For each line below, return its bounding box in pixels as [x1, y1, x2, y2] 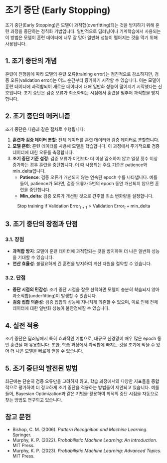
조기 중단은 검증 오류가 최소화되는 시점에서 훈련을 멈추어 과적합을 [23, 89, 151, 95]
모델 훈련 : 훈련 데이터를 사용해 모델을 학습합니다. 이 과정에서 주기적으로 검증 [12, 143, 160, 149]
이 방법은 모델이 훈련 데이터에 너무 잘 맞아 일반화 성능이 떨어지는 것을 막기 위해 [5, 34, 158, 40]
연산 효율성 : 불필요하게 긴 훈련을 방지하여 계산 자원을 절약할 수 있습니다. [12, 260, 152, 267]
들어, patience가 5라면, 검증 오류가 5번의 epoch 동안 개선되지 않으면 [19, 180, 154, 186]
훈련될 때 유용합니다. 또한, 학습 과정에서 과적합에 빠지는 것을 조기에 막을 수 [10, 342, 156, 348]
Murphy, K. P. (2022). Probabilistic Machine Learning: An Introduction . [12, 437, 158, 443]
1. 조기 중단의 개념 [5, 57, 57, 65]
